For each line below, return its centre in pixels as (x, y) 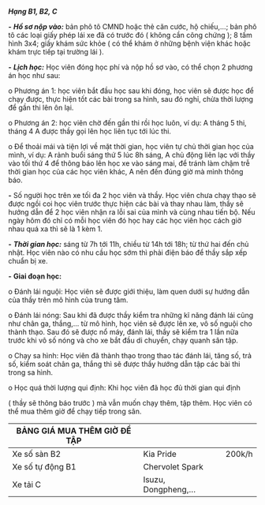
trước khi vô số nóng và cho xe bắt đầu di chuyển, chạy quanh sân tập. (123, 340)
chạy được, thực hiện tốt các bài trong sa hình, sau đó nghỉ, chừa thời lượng (131, 99)
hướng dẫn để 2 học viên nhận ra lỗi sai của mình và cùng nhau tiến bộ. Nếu (132, 212)
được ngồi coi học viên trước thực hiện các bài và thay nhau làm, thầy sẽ (126, 204)
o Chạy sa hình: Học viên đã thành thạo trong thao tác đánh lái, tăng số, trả (130, 355)
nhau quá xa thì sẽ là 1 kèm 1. (55, 229)
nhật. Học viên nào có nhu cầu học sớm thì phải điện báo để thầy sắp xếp (128, 252)
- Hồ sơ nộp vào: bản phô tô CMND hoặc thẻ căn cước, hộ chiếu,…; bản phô (132, 26)
